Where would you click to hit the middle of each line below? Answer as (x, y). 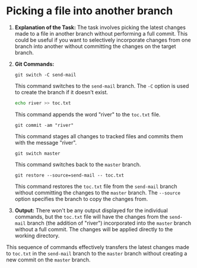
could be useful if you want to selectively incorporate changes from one (103, 40)
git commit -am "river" (44, 125)
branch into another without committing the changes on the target (95, 46)
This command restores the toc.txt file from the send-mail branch (96, 186)
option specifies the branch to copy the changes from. (81, 199)
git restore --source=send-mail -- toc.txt (69, 175)
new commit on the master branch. (48, 260)
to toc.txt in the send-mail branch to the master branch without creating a (97, 253)
